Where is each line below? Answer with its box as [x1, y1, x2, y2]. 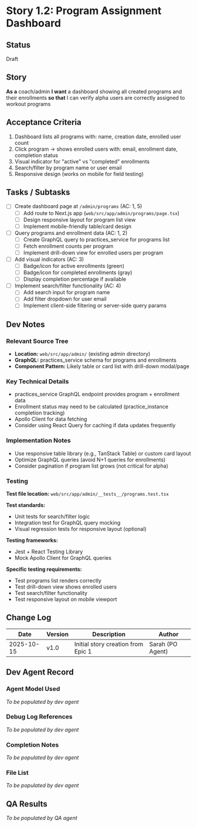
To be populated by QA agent [6, 815, 77, 822]
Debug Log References [6, 713, 73, 721]
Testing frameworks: [6, 537, 59, 544]
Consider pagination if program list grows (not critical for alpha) [14, 462, 169, 469]
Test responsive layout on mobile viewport [14, 596, 117, 603]
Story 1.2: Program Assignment [6, 4, 162, 18]
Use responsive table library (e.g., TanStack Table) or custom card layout [14, 450, 191, 457]
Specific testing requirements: [6, 566, 82, 573]
